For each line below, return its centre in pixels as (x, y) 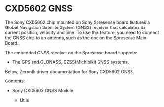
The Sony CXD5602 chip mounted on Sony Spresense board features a (78, 22)
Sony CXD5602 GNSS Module (43, 90)
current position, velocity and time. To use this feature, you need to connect (82, 32)
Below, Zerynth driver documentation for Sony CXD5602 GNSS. (70, 71)
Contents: (15, 81)
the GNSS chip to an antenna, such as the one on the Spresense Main (76, 38)
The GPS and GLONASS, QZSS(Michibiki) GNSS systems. (70, 62)
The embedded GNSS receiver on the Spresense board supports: (71, 53)
